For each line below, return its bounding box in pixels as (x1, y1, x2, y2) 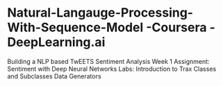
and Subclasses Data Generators (7, 71, 102, 80)
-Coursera (145, 19, 207, 35)
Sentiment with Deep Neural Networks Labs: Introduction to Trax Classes (7, 64, 217, 73)
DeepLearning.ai (7, 35, 106, 50)
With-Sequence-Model (7, 19, 144, 35)
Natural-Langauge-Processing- (7, 5, 193, 21)
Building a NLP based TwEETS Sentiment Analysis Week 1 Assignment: (7, 57, 210, 65)
